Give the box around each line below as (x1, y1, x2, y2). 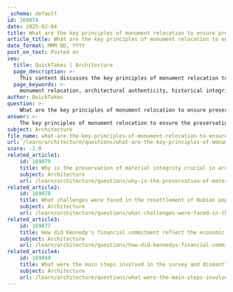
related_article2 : (7, 184, 60, 191)
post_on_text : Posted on (7, 49, 79, 56)
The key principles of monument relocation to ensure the (19, 119, 191, 127)
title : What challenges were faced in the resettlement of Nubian (19, 197, 216, 204)
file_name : (7, 132, 39, 139)
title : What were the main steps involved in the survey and (19, 261, 200, 268)
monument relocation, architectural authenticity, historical (19, 87, 203, 94)
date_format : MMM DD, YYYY (7, 42, 85, 49)
